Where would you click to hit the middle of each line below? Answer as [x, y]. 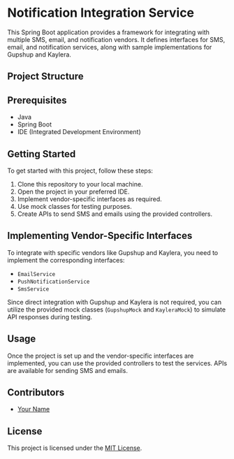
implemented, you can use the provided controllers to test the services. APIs [117, 363]
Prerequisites [37, 100]
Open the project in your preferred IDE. [73, 191]
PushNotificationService [53, 282]
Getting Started [42, 154]
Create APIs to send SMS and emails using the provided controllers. [115, 214]
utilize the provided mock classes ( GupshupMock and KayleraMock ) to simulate [116, 309]
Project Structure [45, 76]
